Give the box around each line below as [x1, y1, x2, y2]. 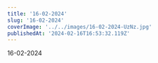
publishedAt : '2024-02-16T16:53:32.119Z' [7, 29, 131, 37]
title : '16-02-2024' [7, 10, 68, 17]
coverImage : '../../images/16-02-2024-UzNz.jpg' [7, 23, 152, 30]
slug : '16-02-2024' [7, 17, 65, 24]
